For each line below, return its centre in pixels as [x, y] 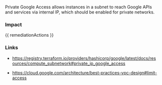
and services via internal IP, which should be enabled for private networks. [80, 12]
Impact [14, 25]
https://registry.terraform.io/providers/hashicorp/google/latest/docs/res [84, 58]
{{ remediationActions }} [29, 35]
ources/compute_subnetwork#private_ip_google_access [69, 63]
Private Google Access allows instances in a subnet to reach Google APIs [79, 7]
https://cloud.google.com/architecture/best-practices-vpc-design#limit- [84, 72]
